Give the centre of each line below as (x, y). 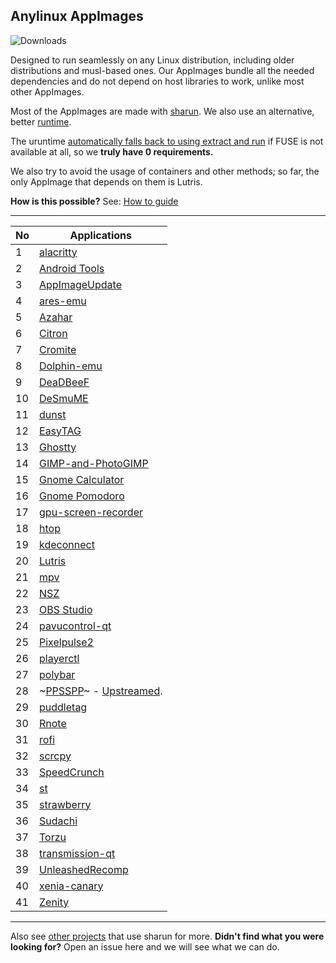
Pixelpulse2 (66, 642)
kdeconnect (67, 544)
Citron (53, 333)
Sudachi (58, 821)
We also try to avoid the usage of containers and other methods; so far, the (165, 171)
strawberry (65, 804)
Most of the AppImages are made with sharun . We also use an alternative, (162, 111)
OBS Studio (66, 609)
